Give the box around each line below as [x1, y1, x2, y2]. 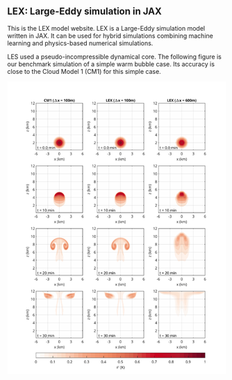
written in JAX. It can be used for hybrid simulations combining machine [7, 31, 213, 40]
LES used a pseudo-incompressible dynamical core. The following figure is [7, 52, 222, 61]
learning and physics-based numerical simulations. [7, 38, 154, 47]
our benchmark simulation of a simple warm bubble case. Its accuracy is [7, 59, 215, 68]
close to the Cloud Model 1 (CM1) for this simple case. [7, 67, 161, 75]
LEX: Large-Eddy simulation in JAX [7, 6, 162, 17]
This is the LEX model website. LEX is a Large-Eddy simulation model [7, 24, 206, 32]
